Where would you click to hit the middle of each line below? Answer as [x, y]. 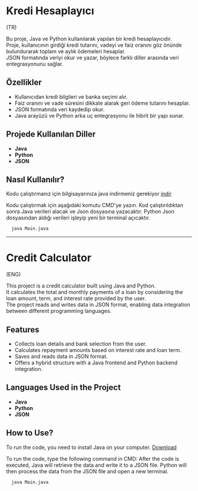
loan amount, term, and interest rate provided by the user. [76, 298]
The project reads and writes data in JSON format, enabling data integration [98, 305]
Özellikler [24, 83]
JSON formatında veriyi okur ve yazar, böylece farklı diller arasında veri [93, 57]
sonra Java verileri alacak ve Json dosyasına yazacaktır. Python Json [90, 212]
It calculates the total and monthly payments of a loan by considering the [95, 292]
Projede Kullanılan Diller [51, 134]
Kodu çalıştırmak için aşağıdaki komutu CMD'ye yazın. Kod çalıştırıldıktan [95, 205]
